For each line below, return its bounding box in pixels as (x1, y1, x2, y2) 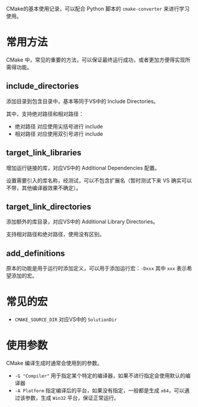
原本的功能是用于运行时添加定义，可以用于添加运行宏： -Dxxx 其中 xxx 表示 (6, 265, 187, 272)
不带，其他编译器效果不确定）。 (6, 184, 82, 191)
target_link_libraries (6, 148, 82, 158)
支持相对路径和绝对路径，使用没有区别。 (6, 230, 105, 238)
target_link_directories (6, 201, 92, 211)
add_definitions (6, 248, 65, 258)
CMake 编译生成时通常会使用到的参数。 (6, 360, 103, 367)
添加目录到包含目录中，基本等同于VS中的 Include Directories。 (6, 97, 159, 105)
